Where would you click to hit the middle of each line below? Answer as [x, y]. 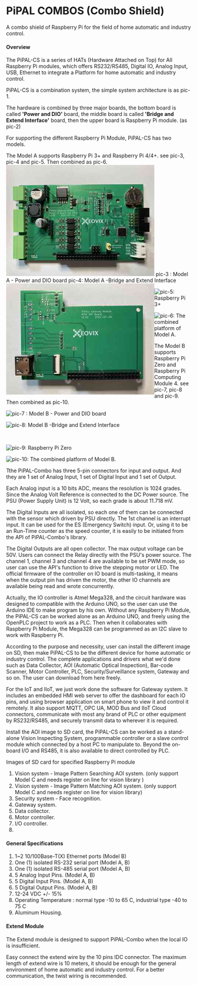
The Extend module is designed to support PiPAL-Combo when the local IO [97, 939]
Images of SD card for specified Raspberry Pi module [71, 762]
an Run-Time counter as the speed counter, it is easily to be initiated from [95, 531]
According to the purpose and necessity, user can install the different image [98, 646]
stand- [176, 732]
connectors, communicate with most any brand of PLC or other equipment [96, 714]
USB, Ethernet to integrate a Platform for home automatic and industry [91, 72]
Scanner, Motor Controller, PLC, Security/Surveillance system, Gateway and [98, 672]
